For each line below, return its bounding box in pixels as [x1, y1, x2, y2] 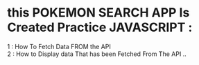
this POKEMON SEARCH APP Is [7, 5, 190, 21]
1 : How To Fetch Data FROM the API [7, 42, 111, 50]
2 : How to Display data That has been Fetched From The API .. [7, 50, 187, 58]
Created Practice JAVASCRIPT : [7, 19, 193, 35]
